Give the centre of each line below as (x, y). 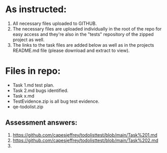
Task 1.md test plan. (33, 85)
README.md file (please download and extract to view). (71, 50)
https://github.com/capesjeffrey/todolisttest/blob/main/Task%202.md (85, 140)
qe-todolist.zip (28, 106)
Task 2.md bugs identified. (40, 90)
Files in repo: (33, 71)
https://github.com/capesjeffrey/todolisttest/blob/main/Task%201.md (85, 135)
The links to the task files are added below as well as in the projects (83, 45)
